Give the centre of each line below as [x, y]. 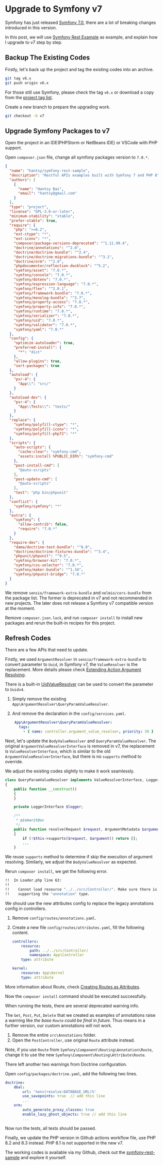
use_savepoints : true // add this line [64, 1096]
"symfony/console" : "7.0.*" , [43, 275]
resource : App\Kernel [43, 973]
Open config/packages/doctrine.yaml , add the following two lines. [71, 1073]
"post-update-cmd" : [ [35, 479]
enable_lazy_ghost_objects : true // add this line [75, 1114]
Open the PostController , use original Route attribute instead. [73, 1040]
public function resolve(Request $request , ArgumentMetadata [77, 829]
